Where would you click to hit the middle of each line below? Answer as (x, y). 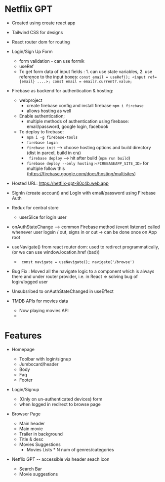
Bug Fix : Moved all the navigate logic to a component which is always (83, 271)
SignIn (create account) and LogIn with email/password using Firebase (84, 193)
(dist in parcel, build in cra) (54, 153)
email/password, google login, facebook (67, 126)
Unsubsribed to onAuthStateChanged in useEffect (63, 291)
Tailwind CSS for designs (37, 32)
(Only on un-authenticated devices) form (61, 399)
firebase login (42, 142)
